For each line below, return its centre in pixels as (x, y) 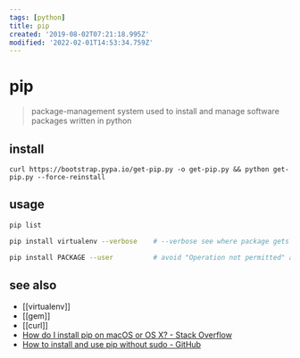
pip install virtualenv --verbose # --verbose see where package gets (150, 241)
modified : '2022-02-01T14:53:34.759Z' (81, 42)
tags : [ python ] (37, 17)
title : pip (29, 26)
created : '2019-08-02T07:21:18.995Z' (79, 34)
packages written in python (81, 121)
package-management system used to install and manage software (155, 112)
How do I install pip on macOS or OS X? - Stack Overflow (127, 335)
